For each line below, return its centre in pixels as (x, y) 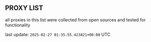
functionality (18, 25)
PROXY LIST (24, 8)
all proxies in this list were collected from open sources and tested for (75, 20)
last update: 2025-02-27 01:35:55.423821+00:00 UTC (58, 34)
